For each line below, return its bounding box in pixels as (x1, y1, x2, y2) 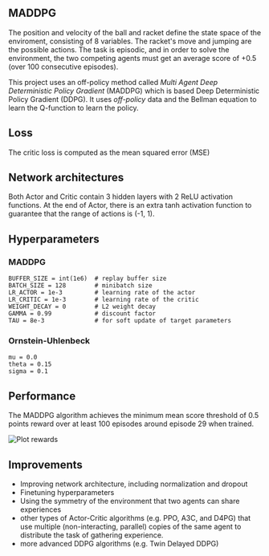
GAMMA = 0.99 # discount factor (8, 310, 157, 318)
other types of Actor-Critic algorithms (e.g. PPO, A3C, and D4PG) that (19, 513, 251, 523)
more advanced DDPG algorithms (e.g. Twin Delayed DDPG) (19, 539, 219, 549)
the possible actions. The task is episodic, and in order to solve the (8, 44, 230, 55)
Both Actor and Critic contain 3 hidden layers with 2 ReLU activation (8, 192, 234, 201)
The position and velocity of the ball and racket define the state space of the (8, 27, 262, 37)
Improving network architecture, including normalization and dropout (19, 479, 248, 489)
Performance (8, 389, 76, 403)
